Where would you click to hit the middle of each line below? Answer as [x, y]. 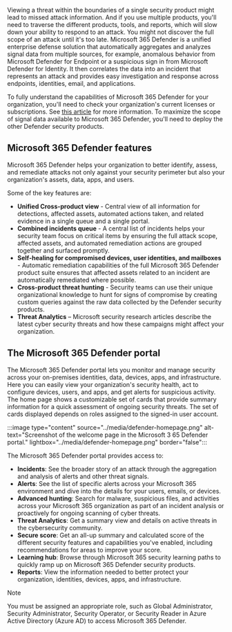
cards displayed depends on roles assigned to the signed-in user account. [113, 414]
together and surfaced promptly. [64, 250]
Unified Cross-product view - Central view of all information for [108, 206]
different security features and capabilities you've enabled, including [115, 542]
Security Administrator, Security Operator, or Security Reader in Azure [107, 613]
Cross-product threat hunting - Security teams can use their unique [115, 287]
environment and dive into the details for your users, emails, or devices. [119, 491]
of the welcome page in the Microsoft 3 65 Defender [133, 435]
